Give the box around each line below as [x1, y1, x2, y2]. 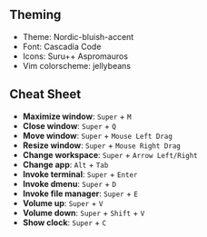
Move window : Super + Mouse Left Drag [22, 130, 172, 141]
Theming [9, 7, 62, 23]
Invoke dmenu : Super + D [22, 178, 116, 189]
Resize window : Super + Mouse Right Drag [22, 140, 182, 151]
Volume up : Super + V [22, 197, 103, 208]
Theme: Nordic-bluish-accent [22, 31, 134, 42]
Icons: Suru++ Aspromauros [22, 50, 129, 62]
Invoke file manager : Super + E [22, 188, 139, 199]
